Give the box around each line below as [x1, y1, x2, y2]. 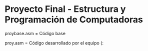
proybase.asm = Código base [4, 30, 66, 36]
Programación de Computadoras [4, 14, 143, 25]
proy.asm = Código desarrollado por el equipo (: [4, 40, 103, 46]
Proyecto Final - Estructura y [4, 3, 126, 15]
